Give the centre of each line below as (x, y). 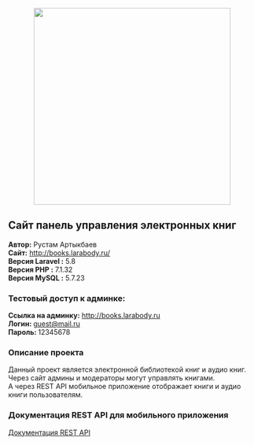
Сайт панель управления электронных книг (122, 226)
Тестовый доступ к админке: (67, 298)
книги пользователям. (46, 395)
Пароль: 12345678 (39, 332)
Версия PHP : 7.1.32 (40, 269)
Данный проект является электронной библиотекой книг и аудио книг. (127, 369)
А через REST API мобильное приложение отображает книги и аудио (125, 387)
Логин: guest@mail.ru (44, 324)
